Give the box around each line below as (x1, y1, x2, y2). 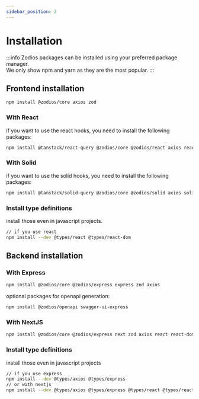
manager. (6, 60, 30, 67)
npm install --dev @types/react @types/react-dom (6, 234, 131, 240)
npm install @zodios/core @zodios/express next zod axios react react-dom (6, 331, 195, 338)
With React (6, 113, 39, 122)
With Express (6, 268, 46, 276)
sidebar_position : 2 (6, 8, 57, 15)
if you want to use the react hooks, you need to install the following (6, 127, 170, 134)
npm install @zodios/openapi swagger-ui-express (6, 304, 129, 310)
